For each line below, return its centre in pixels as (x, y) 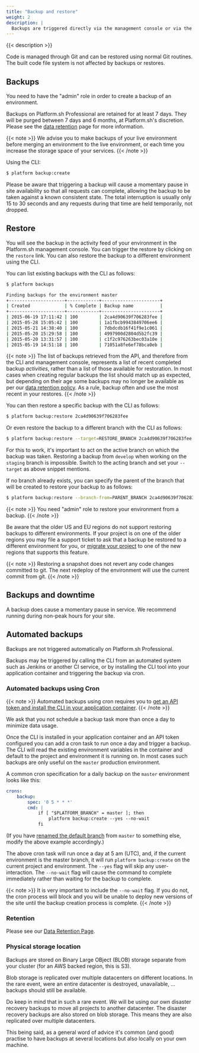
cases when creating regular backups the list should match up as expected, (98, 375)
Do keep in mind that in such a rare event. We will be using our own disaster (99, 1002)
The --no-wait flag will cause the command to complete (103, 873)
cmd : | (36, 808)
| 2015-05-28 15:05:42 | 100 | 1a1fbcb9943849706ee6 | (84, 322)
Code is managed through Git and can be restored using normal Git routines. (99, 57)
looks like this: (24, 780)
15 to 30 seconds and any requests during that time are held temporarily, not (99, 203)
